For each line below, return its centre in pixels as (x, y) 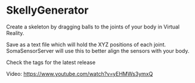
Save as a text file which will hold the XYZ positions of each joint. (86, 44)
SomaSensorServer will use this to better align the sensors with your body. (98, 50)
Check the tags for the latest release (51, 62)
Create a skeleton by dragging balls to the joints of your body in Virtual (93, 27)
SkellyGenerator (47, 10)
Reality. (15, 33)
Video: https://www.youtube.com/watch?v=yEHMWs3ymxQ (80, 74)
